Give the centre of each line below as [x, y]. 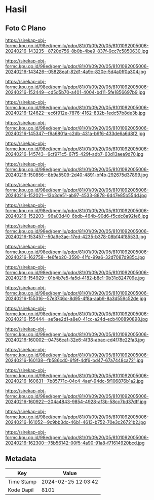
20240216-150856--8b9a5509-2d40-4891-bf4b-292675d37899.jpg [77, 175]
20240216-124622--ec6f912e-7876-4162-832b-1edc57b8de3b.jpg [75, 113]
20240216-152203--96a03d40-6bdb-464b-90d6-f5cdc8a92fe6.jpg [77, 216]
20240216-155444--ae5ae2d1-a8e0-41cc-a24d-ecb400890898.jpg [76, 319]
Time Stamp [22, 482]
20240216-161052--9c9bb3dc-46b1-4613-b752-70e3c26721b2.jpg [75, 422]
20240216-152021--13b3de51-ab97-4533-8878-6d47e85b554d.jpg [76, 195]
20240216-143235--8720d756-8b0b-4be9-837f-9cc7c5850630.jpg [77, 51]
